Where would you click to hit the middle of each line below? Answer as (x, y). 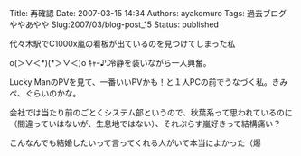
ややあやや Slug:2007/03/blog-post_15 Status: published (114, 24)
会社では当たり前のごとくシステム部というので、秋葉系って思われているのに (151, 112)
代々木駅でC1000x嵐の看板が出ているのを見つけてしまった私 (122, 44)
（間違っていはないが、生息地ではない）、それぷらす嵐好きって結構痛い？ (146, 124)
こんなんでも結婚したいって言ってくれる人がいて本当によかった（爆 (136, 143)
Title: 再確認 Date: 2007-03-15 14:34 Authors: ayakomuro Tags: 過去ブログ (148, 13)
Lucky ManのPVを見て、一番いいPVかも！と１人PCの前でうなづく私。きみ (149, 82)
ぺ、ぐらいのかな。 (45, 93)
